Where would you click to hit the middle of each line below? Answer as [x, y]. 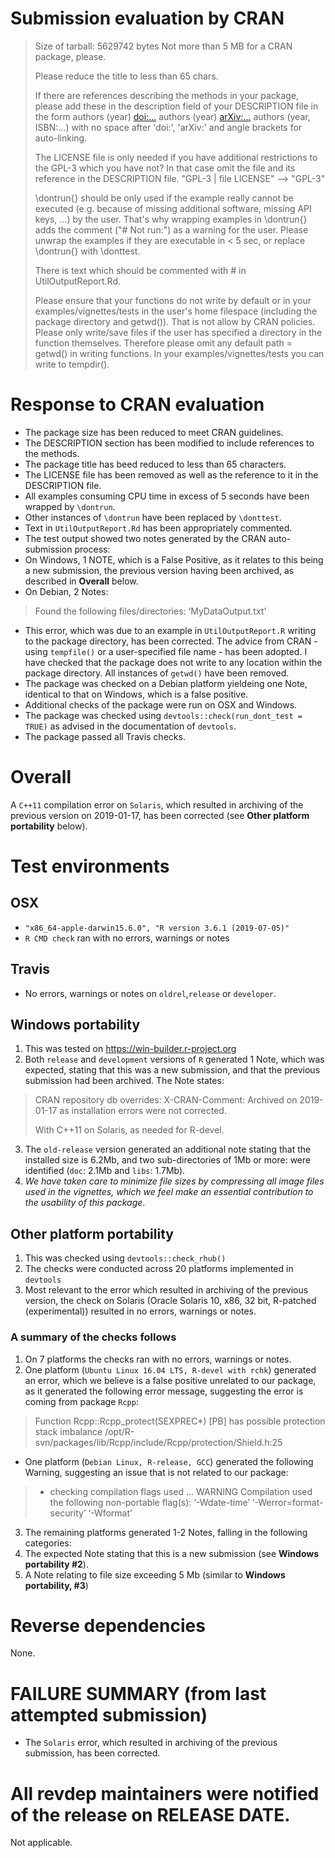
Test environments [90, 866]
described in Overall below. [81, 581]
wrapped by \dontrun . [70, 506]
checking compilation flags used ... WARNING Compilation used [181, 1491]
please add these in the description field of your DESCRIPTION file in [176, 106]
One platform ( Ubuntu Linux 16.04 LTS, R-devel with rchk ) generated [170, 1369]
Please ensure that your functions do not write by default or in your [173, 300]
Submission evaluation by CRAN [147, 18]
